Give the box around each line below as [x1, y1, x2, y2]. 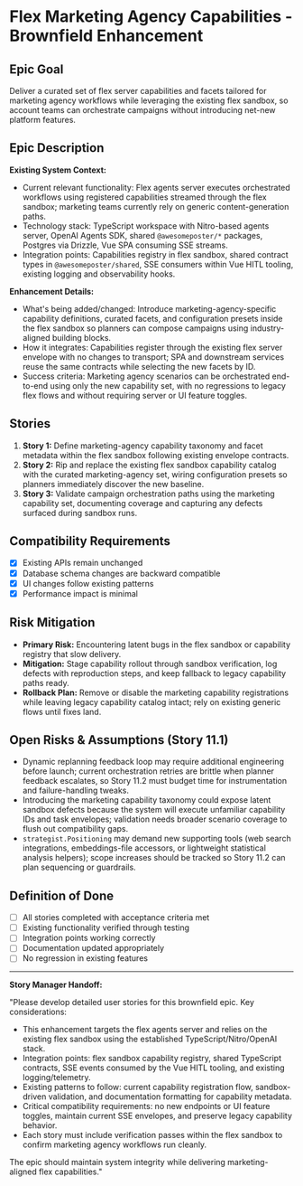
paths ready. [22, 677, 69, 688]
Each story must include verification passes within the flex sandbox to [22, 1130, 283, 1141]
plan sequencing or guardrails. [22, 861, 137, 873]
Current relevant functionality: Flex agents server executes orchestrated [22, 182, 290, 193]
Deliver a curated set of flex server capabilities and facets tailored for [9, 86, 267, 96]
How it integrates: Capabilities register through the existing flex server [22, 342, 283, 353]
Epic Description [9, 140, 105, 155]
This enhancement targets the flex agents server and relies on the [22, 1024, 268, 1035]
